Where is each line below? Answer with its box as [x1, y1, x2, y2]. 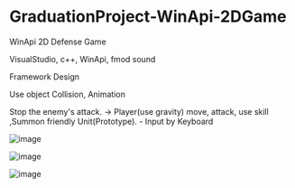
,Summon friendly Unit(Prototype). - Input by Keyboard [9, 116, 214, 127]
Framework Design [9, 70, 79, 82]
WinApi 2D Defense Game [9, 36, 106, 47]
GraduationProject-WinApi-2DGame [9, 6, 287, 27]
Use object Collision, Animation [9, 89, 126, 99]
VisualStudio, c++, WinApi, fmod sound [9, 53, 156, 64]
